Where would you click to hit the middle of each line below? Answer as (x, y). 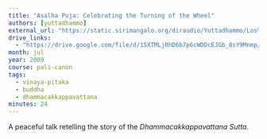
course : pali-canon (41, 68)
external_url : (32, 30)
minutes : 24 (28, 104)
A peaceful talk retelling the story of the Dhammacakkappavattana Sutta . (129, 127)
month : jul (26, 52)
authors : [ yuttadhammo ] (48, 23)
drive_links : (30, 38)
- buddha (30, 89)
